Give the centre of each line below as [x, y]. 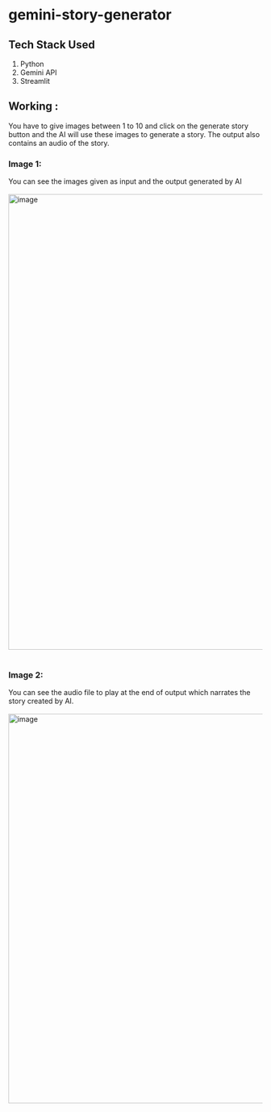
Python [32, 64]
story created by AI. [41, 701]
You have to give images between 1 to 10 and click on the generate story [128, 126]
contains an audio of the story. [59, 143]
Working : [33, 106]
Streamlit [35, 81]
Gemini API [39, 73]
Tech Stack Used [52, 45]
